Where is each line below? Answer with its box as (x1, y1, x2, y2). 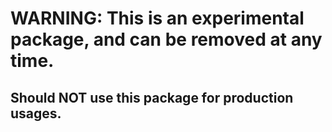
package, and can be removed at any (10, 28, 323, 51)
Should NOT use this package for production (10, 89, 294, 106)
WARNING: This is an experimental (10, 7, 305, 30)
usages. (10, 105, 62, 122)
